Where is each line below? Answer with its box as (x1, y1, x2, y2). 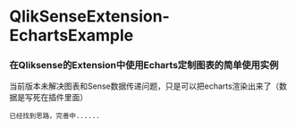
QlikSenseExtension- (9, 6, 170, 27)
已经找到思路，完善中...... (9, 112, 100, 121)
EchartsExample (9, 25, 134, 46)
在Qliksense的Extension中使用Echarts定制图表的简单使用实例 (9, 59, 279, 72)
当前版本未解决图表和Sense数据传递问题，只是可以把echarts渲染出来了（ (9, 81, 280, 91)
